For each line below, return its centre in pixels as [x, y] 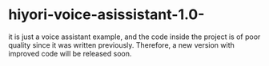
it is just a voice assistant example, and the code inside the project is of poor [134, 37]
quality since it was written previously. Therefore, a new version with [121, 45]
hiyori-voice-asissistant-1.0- [106, 15]
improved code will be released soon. [70, 53]
